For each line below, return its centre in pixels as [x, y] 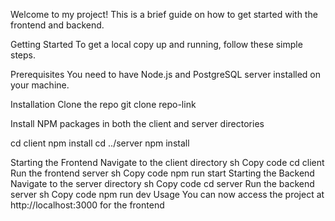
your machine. [40, 85]
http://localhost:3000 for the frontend [87, 205]
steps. [23, 55]
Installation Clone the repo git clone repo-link [103, 104]
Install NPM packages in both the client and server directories [137, 123]
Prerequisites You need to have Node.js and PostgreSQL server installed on [166, 74]
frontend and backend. [57, 25]
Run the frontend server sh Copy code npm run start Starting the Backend [162, 173]
